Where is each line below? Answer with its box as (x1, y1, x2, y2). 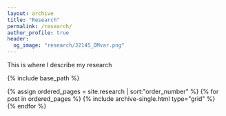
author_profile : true (7, 29, 70, 36)
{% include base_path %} (7, 74, 80, 82)
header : (7, 36, 30, 43)
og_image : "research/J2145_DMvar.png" (13, 42, 125, 49)
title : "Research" (7, 16, 60, 23)
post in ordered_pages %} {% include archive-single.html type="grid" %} (7, 95, 216, 103)
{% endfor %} (7, 102, 47, 110)
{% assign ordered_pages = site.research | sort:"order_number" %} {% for (7, 87, 219, 95)
